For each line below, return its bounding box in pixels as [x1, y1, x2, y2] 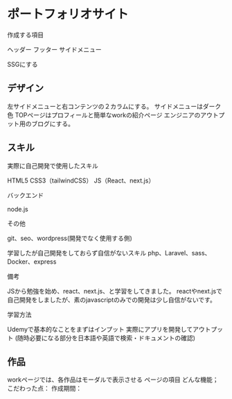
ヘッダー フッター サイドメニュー [7, 45, 102, 53]
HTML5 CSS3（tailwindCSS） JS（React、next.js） [7, 176, 155, 185]
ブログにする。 [30, 119, 75, 128]
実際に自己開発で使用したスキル [7, 161, 98, 170]
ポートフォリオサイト [7, 6, 130, 22]
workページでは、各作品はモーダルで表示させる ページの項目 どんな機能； [7, 375, 220, 384]
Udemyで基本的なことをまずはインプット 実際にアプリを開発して [7, 325, 193, 333]
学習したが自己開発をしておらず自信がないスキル [7, 248, 147, 257]
